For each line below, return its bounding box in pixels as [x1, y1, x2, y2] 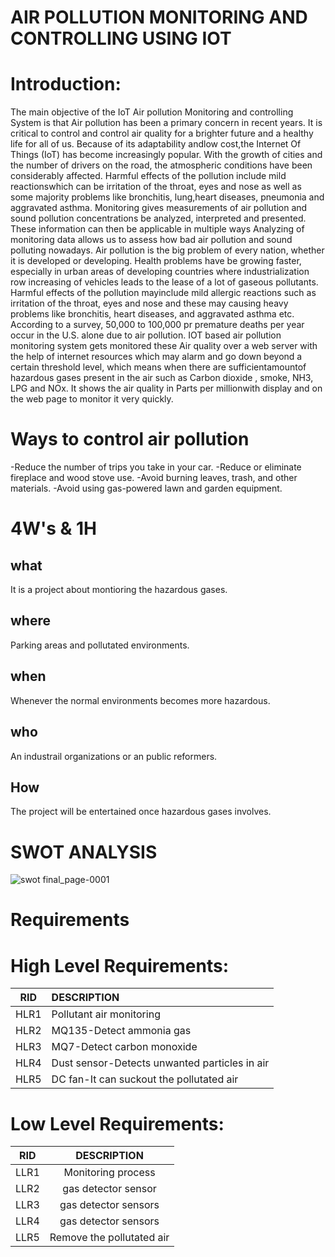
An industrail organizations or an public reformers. [10, 750, 218, 762]
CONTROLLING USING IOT [10, 27, 232, 50]
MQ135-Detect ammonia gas [51, 1024, 192, 1038]
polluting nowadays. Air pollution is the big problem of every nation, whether [10, 244, 325, 256]
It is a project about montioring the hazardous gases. [10, 584, 228, 596]
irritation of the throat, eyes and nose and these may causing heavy [10, 297, 289, 310]
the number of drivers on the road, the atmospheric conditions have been [10, 159, 313, 171]
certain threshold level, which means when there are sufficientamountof [10, 361, 307, 373]
